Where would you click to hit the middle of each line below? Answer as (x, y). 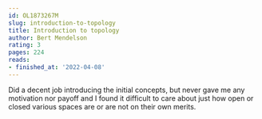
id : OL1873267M (34, 15)
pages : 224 (26, 52)
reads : (19, 60)
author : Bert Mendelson (48, 38)
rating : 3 (25, 45)
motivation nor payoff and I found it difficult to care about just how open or (131, 98)
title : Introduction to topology (64, 30)
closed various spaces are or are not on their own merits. (102, 106)
